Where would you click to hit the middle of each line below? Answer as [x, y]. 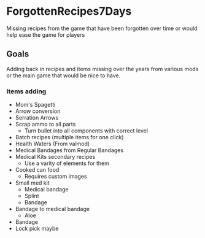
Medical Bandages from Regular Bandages [69, 150]
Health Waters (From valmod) [52, 144]
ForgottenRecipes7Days [69, 11]
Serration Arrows [37, 118]
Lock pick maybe [37, 229]
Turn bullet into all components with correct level [86, 131]
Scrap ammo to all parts [45, 125]
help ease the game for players [46, 34]
